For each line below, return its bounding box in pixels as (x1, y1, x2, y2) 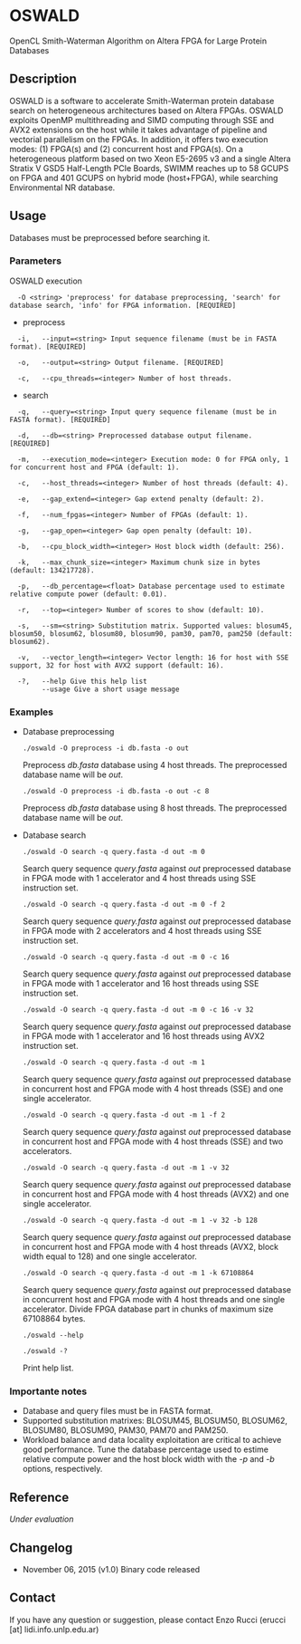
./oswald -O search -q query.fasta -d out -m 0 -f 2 (22, 900, 226, 909)
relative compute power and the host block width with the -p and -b (22, 1454, 276, 1465)
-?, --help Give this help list (17, 677, 147, 686)
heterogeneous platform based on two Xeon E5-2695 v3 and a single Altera (9, 153, 291, 164)
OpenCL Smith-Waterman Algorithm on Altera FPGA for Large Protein (9, 35, 268, 46)
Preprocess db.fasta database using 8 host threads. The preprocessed (22, 803, 287, 813)
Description (9, 72, 77, 87)
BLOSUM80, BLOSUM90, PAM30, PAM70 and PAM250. (22, 1425, 229, 1436)
